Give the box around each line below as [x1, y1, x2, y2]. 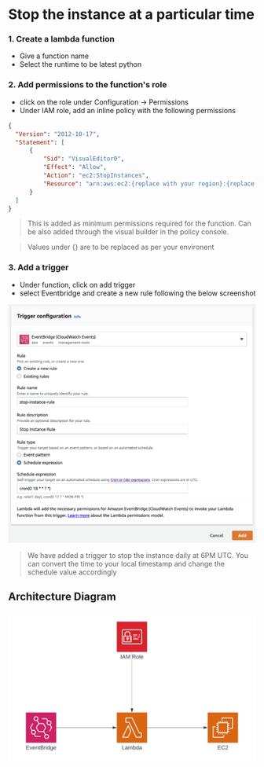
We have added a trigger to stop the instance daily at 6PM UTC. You [27, 550, 249, 560]
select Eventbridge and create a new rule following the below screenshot [19, 288, 256, 298]
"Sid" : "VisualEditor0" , [42, 155, 125, 163]
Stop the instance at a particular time [8, 6, 255, 24]
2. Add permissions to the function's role [8, 79, 167, 90]
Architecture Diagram [8, 590, 116, 604]
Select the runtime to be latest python [19, 60, 142, 69]
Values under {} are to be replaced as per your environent [27, 242, 214, 252]
